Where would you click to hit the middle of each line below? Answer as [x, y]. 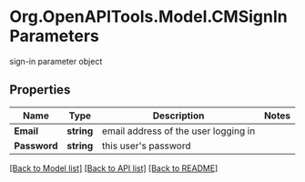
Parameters [55, 36]
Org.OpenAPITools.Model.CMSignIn [149, 17]
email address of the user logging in [178, 131]
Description [178, 116]
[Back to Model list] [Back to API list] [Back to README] [114, 168]
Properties [40, 90]
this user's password [146, 146]
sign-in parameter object [56, 61]
